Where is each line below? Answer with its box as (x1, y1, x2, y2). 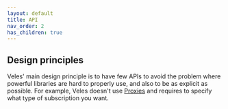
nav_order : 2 (7, 22, 45, 29)
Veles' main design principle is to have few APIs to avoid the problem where (7, 72, 221, 80)
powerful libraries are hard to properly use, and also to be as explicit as (7, 80, 208, 88)
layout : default (7, 10, 53, 17)
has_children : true (7, 29, 63, 36)
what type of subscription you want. (7, 94, 110, 102)
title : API (7, 16, 38, 23)
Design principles (7, 54, 84, 65)
